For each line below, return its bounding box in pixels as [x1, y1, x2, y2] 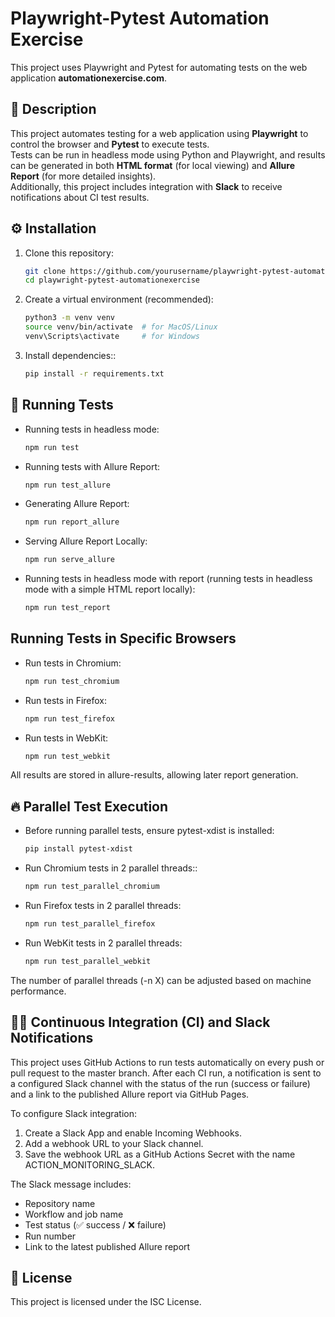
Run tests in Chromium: [24, 657, 122, 669]
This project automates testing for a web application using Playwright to [10, 127, 309, 139]
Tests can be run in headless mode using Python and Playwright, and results [10, 148, 326, 161]
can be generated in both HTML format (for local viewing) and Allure [10, 159, 296, 171]
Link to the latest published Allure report [24, 1240, 191, 1252]
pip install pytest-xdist [24, 844, 133, 854]
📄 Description [10, 101, 97, 118]
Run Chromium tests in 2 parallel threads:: [24, 862, 198, 874]
